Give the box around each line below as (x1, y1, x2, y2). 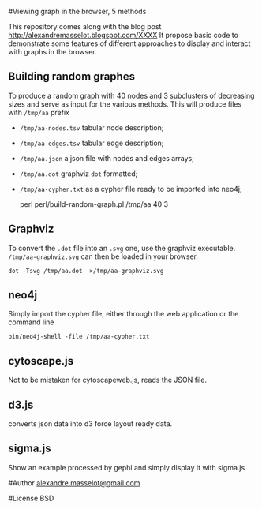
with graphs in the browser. (8, 47, 97, 56)
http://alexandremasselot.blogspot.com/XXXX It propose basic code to (8, 31, 239, 39)
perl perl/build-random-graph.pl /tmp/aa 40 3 (19, 199, 168, 208)
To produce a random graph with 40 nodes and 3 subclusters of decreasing (8, 91, 255, 100)
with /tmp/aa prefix (8, 107, 69, 117)
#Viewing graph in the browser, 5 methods (8, 7, 147, 16)
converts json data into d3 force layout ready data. (8, 419, 173, 429)
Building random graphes (8, 70, 136, 84)
